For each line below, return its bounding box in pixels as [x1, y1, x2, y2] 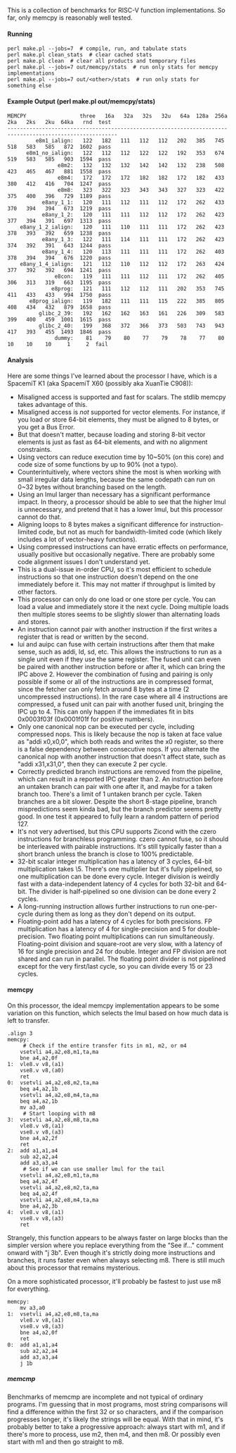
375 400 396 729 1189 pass [7, 193, 112, 200]
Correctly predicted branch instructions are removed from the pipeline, [17, 767, 223, 775]
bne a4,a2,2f [20, 1134, 58, 1141]
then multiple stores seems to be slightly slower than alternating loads [17, 610, 221, 618]
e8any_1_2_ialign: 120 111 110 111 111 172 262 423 [20, 223, 225, 231]
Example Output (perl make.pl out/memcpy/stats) [7, 97, 156, 105]
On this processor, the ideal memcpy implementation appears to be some [7, 1001, 220, 1010]
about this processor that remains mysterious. [7, 1263, 140, 1272]
